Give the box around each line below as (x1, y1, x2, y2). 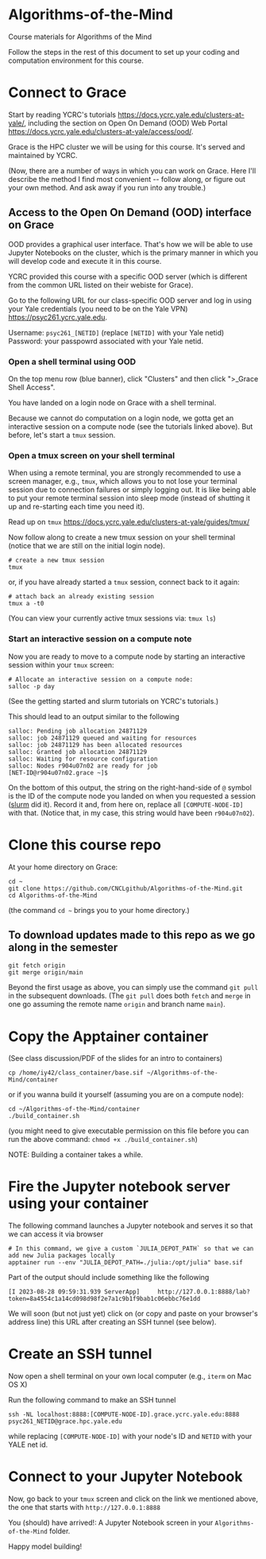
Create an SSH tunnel (8, 1345, 152, 1364)
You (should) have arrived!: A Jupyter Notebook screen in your (8, 1518, 214, 1527)
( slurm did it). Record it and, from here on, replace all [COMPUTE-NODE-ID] (8, 799, 244, 809)
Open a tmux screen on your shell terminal (8, 450, 175, 461)
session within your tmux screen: (8, 660, 114, 669)
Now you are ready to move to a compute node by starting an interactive (8, 652, 246, 661)
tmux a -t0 (8, 600, 44, 608)
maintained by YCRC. (8, 150, 78, 160)
